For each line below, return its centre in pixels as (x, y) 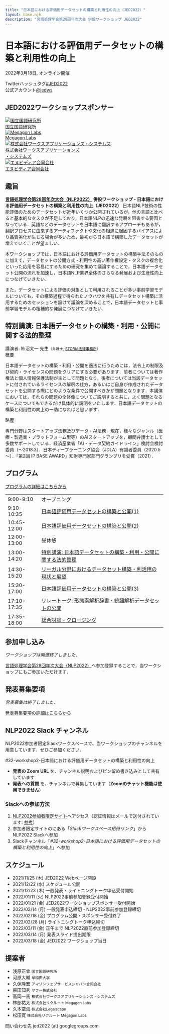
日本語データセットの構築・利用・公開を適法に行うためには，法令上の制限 (82, 365)
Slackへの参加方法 (28, 804)
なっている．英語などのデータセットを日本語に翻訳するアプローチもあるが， (84, 224)
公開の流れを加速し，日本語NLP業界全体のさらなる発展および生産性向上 (89, 272)
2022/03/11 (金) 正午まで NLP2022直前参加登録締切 (66, 928)
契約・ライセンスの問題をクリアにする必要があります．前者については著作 (86, 371)
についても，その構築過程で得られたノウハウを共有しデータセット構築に (84, 296)
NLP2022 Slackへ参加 (35, 835)
